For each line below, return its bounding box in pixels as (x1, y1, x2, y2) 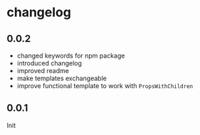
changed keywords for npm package (16, 51, 125, 60)
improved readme (16, 67, 69, 75)
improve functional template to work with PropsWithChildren (16, 82, 194, 90)
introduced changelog (16, 59, 83, 67)
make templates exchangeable (16, 74, 107, 82)
